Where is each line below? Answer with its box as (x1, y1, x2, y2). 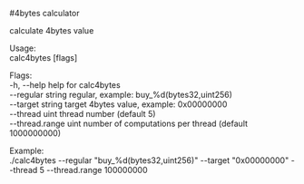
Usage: (9, 43, 36, 53)
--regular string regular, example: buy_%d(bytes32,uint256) (9, 90, 233, 100)
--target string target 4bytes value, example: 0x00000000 (9, 99, 228, 110)
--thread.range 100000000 (46, 165, 148, 175)
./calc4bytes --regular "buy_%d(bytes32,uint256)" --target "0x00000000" (9, 155, 289, 166)
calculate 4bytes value (9, 25, 94, 35)
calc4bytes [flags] (9, 53, 78, 63)
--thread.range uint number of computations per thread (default (9, 118, 248, 129)
